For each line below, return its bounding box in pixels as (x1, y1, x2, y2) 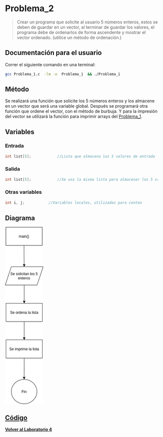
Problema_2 (5, 3, 54, 14)
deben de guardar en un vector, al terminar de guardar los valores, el (16, 24, 155, 30)
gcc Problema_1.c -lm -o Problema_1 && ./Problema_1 (5, 72, 120, 76)
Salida (5, 165, 20, 172)
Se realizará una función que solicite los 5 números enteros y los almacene (5, 98, 155, 104)
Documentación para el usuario (5, 49, 102, 57)
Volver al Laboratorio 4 (5, 426, 52, 432)
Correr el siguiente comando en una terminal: (5, 61, 96, 67)
